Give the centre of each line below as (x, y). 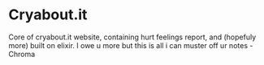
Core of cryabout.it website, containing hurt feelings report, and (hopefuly (132, 37)
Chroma (22, 54)
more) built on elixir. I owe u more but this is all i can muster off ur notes (128, 45)
